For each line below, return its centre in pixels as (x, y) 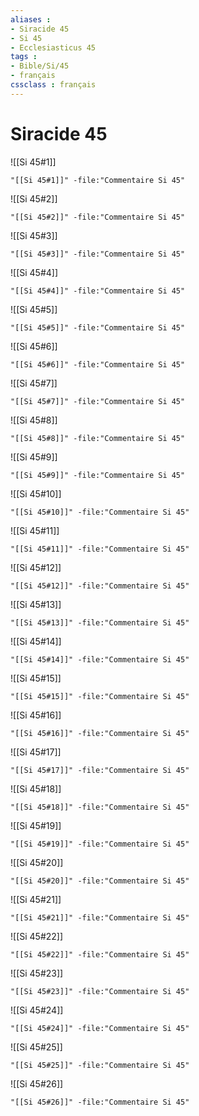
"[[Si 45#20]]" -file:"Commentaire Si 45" (100, 881)
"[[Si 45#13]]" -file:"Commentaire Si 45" (100, 622)
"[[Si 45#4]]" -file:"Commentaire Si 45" (98, 291)
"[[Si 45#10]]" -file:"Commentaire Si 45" (100, 512)
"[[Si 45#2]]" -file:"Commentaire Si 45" (98, 217)
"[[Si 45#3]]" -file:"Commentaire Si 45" (98, 254)
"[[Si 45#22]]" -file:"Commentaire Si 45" (100, 954)
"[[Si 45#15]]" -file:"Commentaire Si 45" (100, 696)
